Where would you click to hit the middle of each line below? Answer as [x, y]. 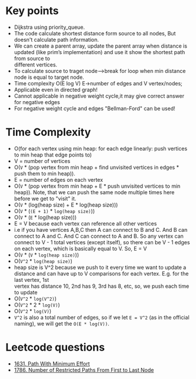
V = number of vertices [42, 161]
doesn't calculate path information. [57, 39]
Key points [32, 11]
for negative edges [37, 102]
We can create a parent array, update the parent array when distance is [101, 46]
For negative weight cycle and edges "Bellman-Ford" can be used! [94, 108]
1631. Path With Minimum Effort [52, 364]
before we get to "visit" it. [45, 198]
